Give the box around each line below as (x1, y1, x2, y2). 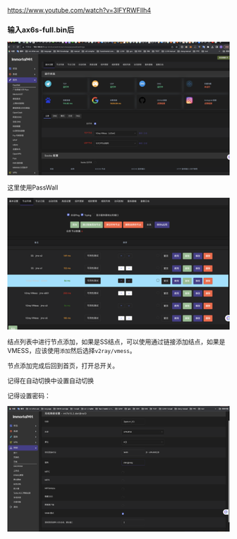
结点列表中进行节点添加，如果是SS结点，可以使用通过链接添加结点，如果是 (7, 337, 226, 346)
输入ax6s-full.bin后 (7, 25, 75, 35)
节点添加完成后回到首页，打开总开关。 (7, 361, 119, 370)
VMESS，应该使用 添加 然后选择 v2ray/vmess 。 (7, 346, 136, 354)
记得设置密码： (7, 391, 51, 400)
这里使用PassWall (7, 183, 59, 192)
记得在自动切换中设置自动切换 (7, 376, 94, 385)
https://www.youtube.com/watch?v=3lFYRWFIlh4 (7, 6, 152, 14)
